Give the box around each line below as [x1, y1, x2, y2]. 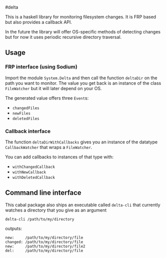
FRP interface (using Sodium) [5, 63, 78, 70]
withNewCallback [12, 169, 46, 175]
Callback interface [5, 128, 51, 134]
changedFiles [12, 106, 40, 111]
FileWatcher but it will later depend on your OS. [5, 85, 102, 91]
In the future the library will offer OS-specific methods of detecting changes [5, 29, 161, 34]
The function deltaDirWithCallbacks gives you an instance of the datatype [5, 139, 158, 145]
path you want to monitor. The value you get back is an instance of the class [5, 80, 162, 86]
